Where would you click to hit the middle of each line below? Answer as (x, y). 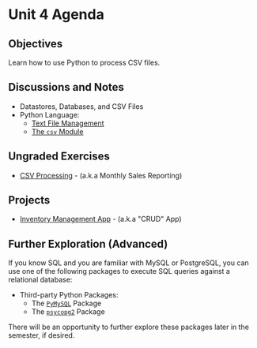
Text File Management (68, 123)
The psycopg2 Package (68, 312)
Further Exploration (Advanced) (88, 243)
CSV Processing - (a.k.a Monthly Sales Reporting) (101, 175)
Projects (29, 200)
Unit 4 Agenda (56, 15)
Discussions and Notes (66, 87)
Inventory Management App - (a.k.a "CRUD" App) (100, 219)
